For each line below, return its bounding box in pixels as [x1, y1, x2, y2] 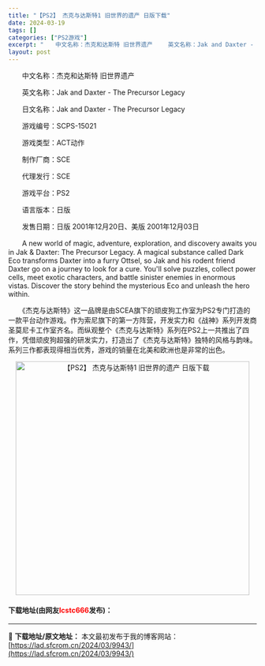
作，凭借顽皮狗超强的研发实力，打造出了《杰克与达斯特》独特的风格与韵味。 [8, 335, 257, 344]
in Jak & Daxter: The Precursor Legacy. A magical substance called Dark [8, 248, 244, 256]
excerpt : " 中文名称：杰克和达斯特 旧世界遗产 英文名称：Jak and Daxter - [8, 41, 254, 49]
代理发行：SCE [21, 171, 71, 181]
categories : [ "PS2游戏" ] [8, 33, 88, 42]
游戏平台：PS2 [21, 189, 70, 197]
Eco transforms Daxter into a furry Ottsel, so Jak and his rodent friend [8, 256, 235, 265]
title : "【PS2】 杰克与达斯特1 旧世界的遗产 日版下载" [8, 11, 171, 20]
